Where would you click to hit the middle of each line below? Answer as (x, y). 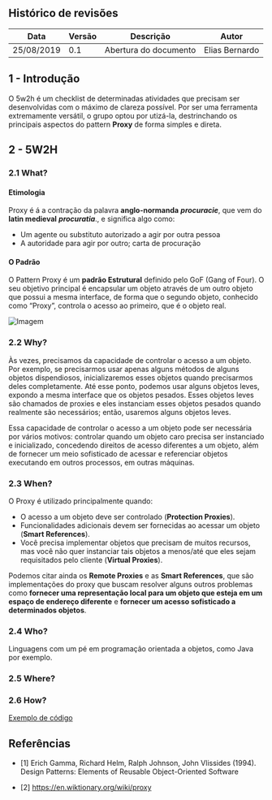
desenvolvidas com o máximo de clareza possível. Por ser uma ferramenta (133, 107)
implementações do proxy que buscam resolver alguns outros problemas (131, 584)
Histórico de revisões (64, 13)
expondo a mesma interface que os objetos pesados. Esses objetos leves (131, 395)
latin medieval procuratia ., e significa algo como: (92, 219)
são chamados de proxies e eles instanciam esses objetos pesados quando (135, 403)
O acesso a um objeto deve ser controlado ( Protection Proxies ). (127, 517)
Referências (40, 744)
